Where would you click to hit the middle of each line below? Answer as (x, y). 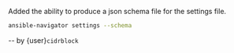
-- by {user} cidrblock (43, 40)
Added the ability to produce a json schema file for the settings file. (117, 11)
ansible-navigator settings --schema (70, 26)
